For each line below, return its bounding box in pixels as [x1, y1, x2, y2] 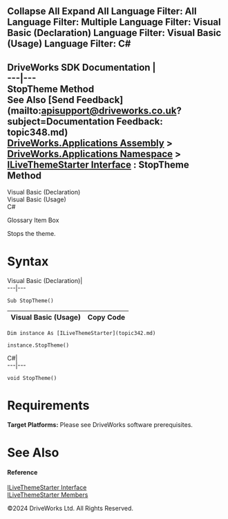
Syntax [7, 254, 49, 269]
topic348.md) [7, 126, 68, 138]
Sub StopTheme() [7, 298, 54, 304]
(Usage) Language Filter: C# [7, 38, 131, 50]
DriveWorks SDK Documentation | [7, 62, 156, 73]
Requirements [7, 398, 90, 414]
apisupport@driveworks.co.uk [41, 104, 177, 116]
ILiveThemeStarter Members [7, 491, 88, 499]
